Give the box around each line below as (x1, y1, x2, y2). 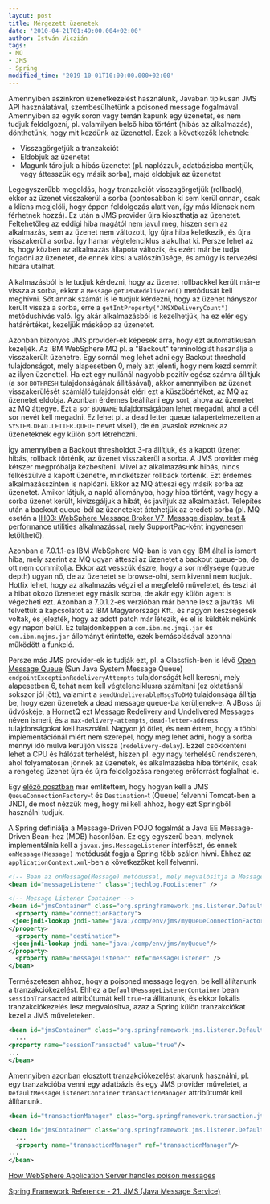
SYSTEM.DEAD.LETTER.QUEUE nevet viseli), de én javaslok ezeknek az (8, 420, 228, 430)
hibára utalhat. (8, 261, 56, 271)
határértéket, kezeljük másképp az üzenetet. (8, 319, 155, 330)
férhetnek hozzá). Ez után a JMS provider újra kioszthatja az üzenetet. (8, 210, 241, 219)
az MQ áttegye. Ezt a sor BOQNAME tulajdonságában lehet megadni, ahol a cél (8, 403, 259, 413)
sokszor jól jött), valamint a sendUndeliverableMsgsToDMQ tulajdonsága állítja (8, 689, 256, 699)
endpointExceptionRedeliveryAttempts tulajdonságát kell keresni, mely (8, 672, 241, 682)
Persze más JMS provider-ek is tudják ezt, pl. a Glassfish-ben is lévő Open (8, 655, 256, 665)
